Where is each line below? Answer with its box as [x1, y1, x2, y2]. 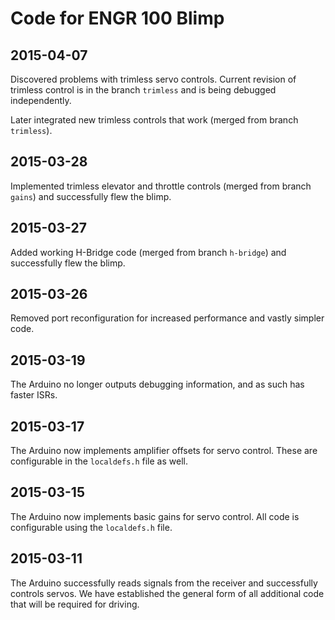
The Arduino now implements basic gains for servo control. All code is [10, 510, 300, 522]
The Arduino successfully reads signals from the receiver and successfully [10, 577, 318, 589]
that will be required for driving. [10, 598, 140, 610]
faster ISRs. [10, 389, 58, 401]
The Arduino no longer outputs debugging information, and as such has [10, 378, 305, 391]
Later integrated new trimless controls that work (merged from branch [10, 114, 299, 126]
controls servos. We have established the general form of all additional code [10, 587, 325, 599]
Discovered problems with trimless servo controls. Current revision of [10, 73, 297, 85]
